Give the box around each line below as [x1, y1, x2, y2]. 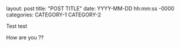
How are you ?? [6, 34, 44, 41]
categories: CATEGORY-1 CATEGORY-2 [6, 11, 102, 18]
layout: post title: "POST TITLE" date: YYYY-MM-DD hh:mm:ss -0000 [6, 5, 175, 12]
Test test [6, 23, 28, 29]
